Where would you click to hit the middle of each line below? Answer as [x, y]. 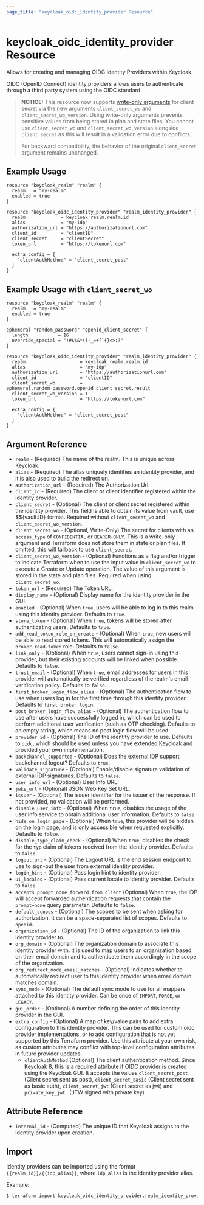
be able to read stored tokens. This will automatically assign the [94, 640]
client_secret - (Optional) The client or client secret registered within [102, 504]
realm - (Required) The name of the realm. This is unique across [95, 459]
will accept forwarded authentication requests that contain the [93, 898]
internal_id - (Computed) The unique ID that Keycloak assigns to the [102, 1126]
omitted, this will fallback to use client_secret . [74, 549]
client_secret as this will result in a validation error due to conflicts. [106, 134]
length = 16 [40, 335]
